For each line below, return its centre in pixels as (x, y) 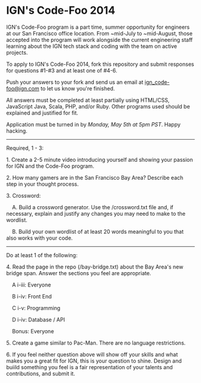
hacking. (17, 131)
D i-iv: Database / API (38, 319)
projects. (17, 52)
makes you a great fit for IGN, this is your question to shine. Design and (94, 361)
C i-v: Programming (36, 308)
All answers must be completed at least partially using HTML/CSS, (88, 100)
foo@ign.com (23, 88)
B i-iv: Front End (32, 296)
